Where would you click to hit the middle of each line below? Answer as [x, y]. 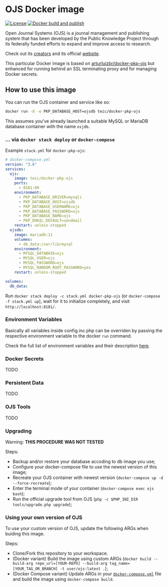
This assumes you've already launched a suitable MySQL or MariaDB [77, 121]
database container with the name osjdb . [48, 126]
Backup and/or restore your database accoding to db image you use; [84, 462]
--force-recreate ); [32, 483]
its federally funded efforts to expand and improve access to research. [78, 43]
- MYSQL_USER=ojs [37, 258]
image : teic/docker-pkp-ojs [44, 178]
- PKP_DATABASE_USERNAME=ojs [49, 206]
